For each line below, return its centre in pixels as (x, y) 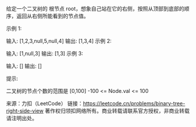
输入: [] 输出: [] (24, 66)
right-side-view (25, 111)
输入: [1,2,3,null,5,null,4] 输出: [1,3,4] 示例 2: (59, 41)
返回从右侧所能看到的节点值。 (53, 16)
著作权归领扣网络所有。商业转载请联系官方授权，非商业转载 (117, 111)
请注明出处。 (22, 118)
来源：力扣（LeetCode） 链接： (45, 103)
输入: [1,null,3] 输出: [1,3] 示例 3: (45, 54)
